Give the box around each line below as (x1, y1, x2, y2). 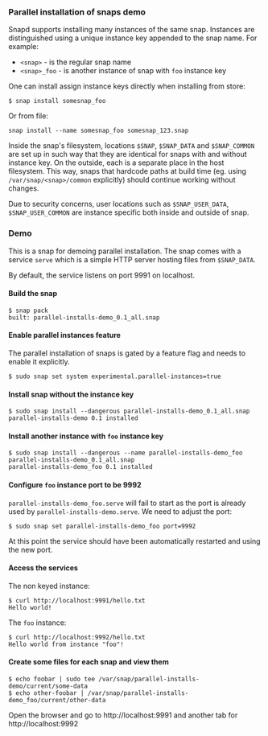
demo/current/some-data (8, 682, 89, 690)
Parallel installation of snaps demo (8, 6, 146, 18)
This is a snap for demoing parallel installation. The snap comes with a (8, 246, 241, 256)
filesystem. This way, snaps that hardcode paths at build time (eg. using (8, 167, 247, 176)
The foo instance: (8, 618, 67, 627)
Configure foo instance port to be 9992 (8, 480, 142, 489)
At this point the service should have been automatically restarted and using (8, 536, 261, 545)
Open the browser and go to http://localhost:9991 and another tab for (8, 710, 238, 720)
